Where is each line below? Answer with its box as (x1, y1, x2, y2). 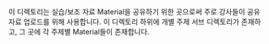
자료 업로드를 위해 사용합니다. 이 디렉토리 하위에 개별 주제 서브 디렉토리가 (8, 17, 240, 26)
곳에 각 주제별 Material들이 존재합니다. (27, 27, 150, 36)
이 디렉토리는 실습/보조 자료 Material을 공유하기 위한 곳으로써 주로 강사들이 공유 (8, 7, 261, 16)
